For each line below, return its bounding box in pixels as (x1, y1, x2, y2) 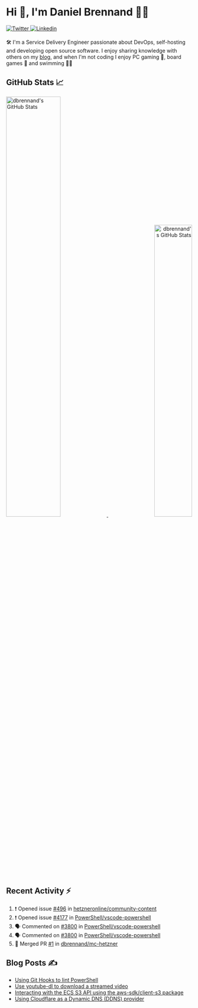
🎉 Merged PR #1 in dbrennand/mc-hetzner (14, 940, 118, 947)
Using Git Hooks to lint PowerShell (14, 977, 99, 984)
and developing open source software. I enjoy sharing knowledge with (6, 47, 177, 54)
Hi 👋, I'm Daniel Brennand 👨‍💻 (6, 5, 150, 19)
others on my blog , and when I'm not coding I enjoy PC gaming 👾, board (6, 53, 181, 60)
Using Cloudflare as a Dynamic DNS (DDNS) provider (14, 996, 145, 1003)
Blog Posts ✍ (6, 958, 58, 968)
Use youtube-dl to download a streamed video (14, 983, 128, 990)
